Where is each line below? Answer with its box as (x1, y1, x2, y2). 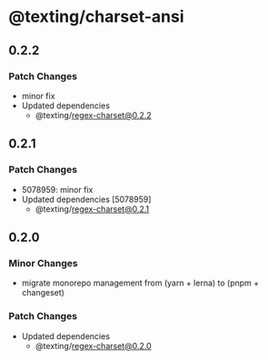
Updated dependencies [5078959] (21, 194, 152, 205)
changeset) (21, 287, 65, 298)
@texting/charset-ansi (8, 6, 184, 27)
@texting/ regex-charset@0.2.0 (35, 340, 152, 351)
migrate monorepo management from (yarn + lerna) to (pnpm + (21, 277, 260, 288)
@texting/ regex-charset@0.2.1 (35, 203, 150, 215)
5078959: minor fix (21, 184, 94, 195)
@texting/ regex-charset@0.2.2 (35, 109, 152, 120)
